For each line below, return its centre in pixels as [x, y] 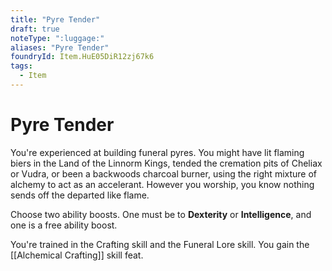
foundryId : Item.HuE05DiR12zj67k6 [82, 57]
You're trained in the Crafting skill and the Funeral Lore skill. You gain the [160, 244]
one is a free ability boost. [64, 225]
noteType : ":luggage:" [57, 38]
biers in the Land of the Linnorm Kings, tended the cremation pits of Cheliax [166, 163]
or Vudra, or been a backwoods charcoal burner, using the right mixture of [164, 173]
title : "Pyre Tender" [55, 19]
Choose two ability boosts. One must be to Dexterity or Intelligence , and [161, 214]
